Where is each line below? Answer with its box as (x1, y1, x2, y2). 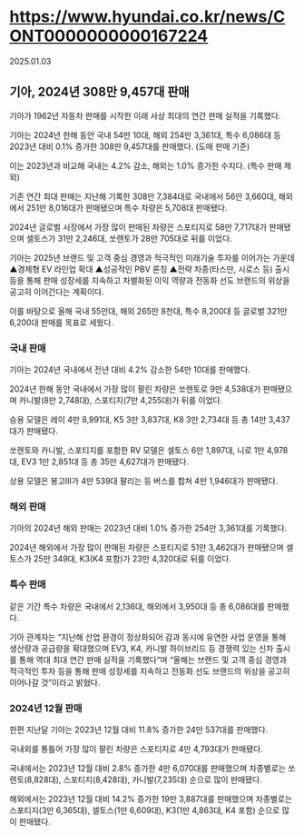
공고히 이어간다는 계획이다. (9, 286, 104, 297)
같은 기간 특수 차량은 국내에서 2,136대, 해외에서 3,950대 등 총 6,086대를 (9, 601, 266, 611)
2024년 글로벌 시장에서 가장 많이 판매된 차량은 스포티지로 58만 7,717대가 (9, 221, 268, 233)
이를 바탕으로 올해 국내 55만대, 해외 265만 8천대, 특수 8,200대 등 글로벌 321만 (9, 305, 288, 316)
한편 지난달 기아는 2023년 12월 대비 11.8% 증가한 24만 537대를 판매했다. (9, 724, 269, 735)
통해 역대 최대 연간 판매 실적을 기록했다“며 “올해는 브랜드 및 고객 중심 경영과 (18, 654, 288, 665)
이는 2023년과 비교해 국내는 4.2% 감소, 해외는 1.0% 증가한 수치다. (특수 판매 (9, 160, 282, 171)
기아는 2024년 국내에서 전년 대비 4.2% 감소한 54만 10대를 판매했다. (9, 364, 251, 375)
